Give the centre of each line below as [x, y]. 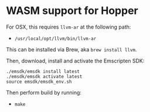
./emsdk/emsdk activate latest [44, 76]
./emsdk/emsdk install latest [43, 71]
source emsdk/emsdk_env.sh [39, 82]
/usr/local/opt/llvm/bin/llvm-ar [55, 38]
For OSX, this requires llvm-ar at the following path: [69, 27]
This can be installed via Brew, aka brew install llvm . [71, 49]
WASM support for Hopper [72, 11]
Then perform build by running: [44, 92]
